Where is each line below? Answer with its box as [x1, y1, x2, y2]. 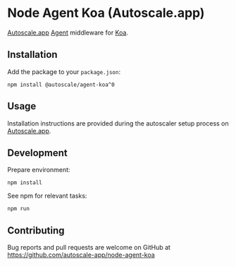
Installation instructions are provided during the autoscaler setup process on [7, 119, 229, 128]
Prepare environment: [7, 166, 70, 174]
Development [7, 147, 68, 159]
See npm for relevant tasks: [7, 192, 87, 200]
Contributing [7, 224, 65, 236]
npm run [7, 205, 30, 212]
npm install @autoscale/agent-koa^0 [7, 81, 115, 88]
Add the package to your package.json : [7, 67, 121, 75]
